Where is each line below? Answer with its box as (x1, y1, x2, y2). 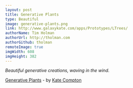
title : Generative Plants (5, 12, 59, 17)
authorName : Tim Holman (5, 30, 55, 35)
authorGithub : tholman (5, 40, 52, 45)
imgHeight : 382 (5, 53, 37, 59)
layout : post (5, 7, 32, 12)
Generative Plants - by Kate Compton (5, 77, 82, 83)
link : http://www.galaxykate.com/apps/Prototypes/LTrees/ (5, 26, 128, 31)
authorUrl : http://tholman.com (5, 35, 70, 40)
